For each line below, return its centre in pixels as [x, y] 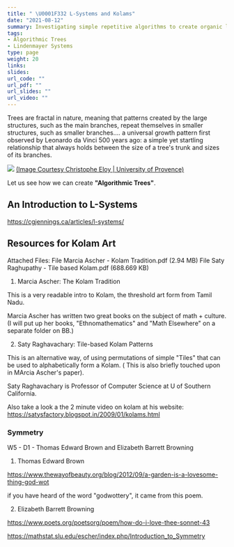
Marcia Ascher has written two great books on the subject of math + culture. [117, 315]
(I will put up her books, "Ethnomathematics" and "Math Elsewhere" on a [111, 323]
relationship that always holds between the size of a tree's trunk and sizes [114, 148]
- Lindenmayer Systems [40, 46]
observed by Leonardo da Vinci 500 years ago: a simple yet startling [105, 140]
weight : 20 [23, 59]
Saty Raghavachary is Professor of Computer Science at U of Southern [109, 386]
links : [17, 66]
